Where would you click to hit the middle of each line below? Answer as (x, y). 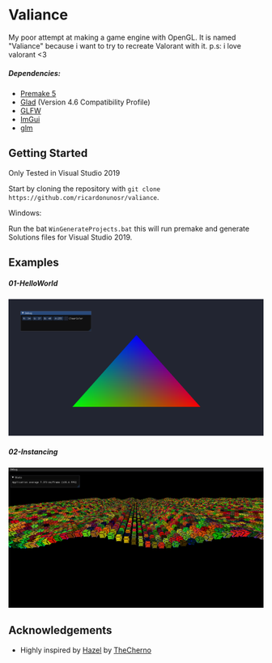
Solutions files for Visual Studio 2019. (70, 237)
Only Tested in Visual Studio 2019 (64, 172)
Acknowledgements (60, 630)
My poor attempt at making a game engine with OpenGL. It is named (122, 37)
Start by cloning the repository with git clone (84, 189)
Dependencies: (34, 73)
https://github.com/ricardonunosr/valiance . (84, 197)
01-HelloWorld (33, 283)
